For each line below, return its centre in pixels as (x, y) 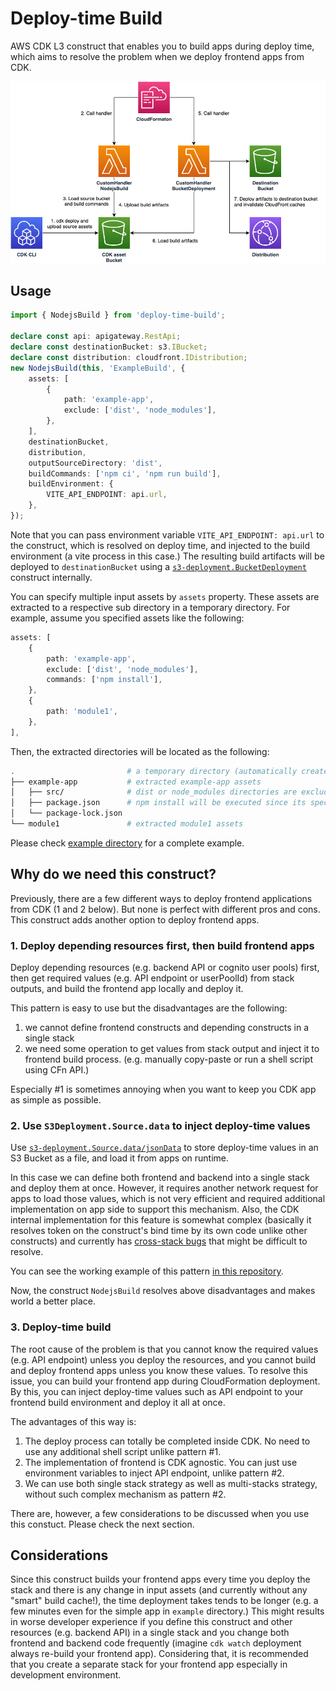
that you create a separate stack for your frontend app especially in (149, 1664)
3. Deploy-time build (61, 1327)
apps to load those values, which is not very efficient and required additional (168, 1199)
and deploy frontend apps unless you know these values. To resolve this (159, 1370)
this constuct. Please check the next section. (102, 1524)
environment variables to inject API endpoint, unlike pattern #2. (154, 1473)
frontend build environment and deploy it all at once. (118, 1402)
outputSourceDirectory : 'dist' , (95, 463)
